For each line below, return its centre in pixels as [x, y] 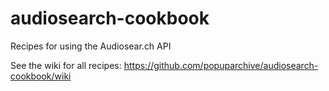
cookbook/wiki [41, 76]
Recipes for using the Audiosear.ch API [91, 46]
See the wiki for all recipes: [66, 65]
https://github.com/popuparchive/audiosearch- [221, 65]
